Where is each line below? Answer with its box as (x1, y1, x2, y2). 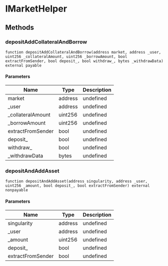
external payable (5, 63, 42, 68)
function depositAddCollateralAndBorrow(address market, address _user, (5, 49, 161, 55)
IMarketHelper (5, 3, 67, 15)
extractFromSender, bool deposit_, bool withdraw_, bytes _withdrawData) (5, 59, 164, 64)
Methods (5, 23, 34, 32)
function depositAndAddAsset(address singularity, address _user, (5, 179, 148, 184)
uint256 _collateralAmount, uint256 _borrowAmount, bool (5, 54, 128, 59)
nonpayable (5, 188, 28, 193)
